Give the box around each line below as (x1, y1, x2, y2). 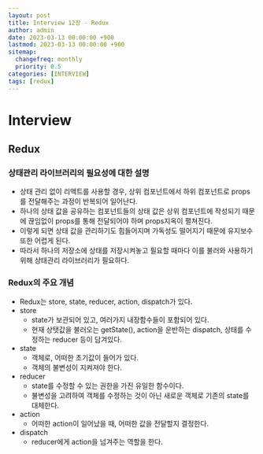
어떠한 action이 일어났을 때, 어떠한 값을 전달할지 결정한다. (31, 419, 209, 428)
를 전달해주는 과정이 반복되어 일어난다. (19, 197, 138, 206)
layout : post (8, 11, 51, 20)
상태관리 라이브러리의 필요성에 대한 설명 (8, 168, 150, 178)
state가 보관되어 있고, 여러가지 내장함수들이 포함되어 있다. (31, 315, 210, 324)
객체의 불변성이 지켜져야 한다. (31, 363, 122, 372)
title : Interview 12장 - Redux (8, 19, 109, 27)
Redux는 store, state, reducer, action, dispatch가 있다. (19, 297, 193, 306)
